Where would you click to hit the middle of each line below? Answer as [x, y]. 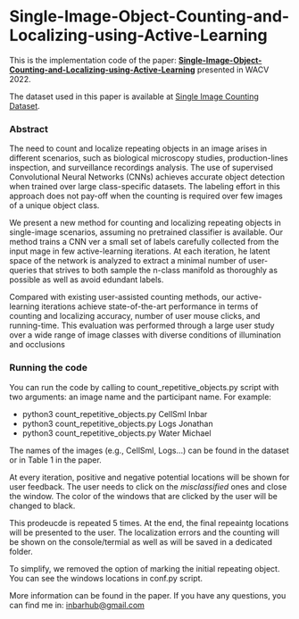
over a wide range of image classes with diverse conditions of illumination [145, 335]
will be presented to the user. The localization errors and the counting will [144, 532]
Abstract [29, 129]
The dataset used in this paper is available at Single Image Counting [134, 96]
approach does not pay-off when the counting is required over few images [146, 196]
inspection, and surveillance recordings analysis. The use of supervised [141, 168]
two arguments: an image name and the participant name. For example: [141, 397]
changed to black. [42, 506]
